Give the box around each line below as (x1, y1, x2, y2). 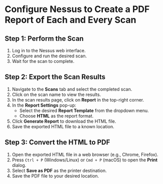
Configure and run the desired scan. (12, 53, 87, 59)
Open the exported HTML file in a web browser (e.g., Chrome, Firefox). (12, 151, 158, 157)
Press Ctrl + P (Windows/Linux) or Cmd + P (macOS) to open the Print (12, 157, 157, 163)
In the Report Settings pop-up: (12, 102, 76, 108)
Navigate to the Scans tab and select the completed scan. (12, 86, 132, 92)
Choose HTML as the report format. (19, 113, 94, 119)
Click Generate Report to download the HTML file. (12, 118, 116, 124)
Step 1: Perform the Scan (5, 34, 84, 43)
